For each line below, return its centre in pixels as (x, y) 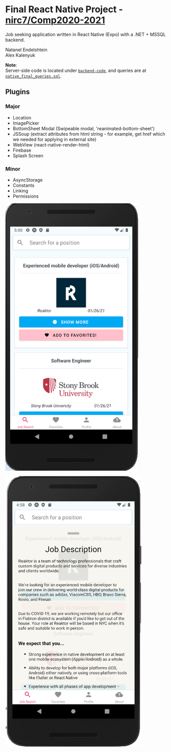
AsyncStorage (28, 180)
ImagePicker (26, 123)
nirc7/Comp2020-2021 (55, 20)
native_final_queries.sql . (33, 76)
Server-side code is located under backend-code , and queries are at (76, 70)
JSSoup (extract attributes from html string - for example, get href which (89, 134)
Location (22, 117)
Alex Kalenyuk (20, 55)
